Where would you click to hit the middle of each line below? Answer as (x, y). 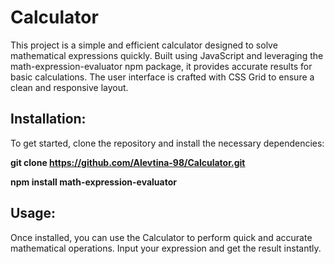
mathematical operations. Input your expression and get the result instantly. (166, 248)
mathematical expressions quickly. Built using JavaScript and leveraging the (167, 55)
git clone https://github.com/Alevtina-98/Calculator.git (128, 162)
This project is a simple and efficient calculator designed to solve (144, 45)
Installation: (48, 119)
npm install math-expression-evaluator (93, 182)
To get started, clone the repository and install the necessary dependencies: (167, 143)
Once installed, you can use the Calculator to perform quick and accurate (161, 237)
